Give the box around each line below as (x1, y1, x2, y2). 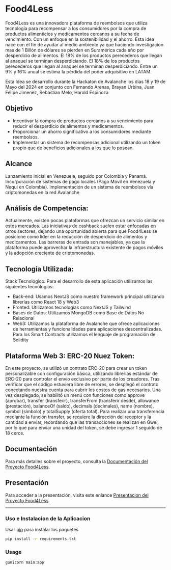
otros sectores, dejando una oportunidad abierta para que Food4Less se (5, 228, 158, 234)
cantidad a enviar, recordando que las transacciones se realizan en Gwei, (5, 419, 159, 425)
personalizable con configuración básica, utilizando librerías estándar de (5, 370, 158, 376)
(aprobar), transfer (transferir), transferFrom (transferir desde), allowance (5, 398, 159, 403)
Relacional (12, 315, 35, 321)
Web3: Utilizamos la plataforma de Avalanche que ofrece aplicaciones (12, 320, 160, 327)
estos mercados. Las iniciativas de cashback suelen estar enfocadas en (5, 223, 156, 229)
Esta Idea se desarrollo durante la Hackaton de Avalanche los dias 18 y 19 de (5, 78, 166, 85)
